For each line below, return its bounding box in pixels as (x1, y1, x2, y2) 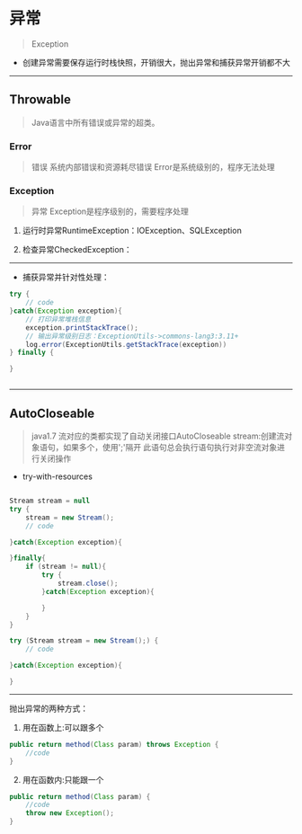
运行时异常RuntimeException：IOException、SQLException (22, 226, 243, 236)
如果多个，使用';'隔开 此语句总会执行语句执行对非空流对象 (62, 442, 278, 453)
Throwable (9, 92, 72, 108)
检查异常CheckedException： (22, 244, 132, 255)
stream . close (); (57, 579, 119, 589)
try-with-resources (22, 471, 93, 482)
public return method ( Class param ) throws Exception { (9, 740, 219, 749)
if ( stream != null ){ (25, 563, 106, 572)
